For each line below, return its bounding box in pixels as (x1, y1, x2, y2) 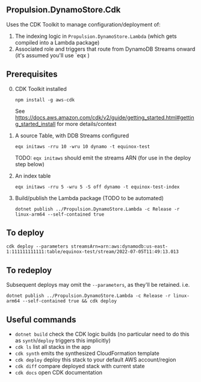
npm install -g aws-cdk (14, 96, 75, 103)
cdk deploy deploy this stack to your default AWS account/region (14, 356, 176, 363)
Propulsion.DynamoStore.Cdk (6, 5, 121, 15)
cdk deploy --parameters (6, 243, 69, 249)
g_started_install (14, 120, 56, 127)
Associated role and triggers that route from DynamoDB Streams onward (14, 45, 196, 52)
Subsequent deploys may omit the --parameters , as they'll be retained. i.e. (6, 281, 190, 289)
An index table (14, 172, 51, 180)
